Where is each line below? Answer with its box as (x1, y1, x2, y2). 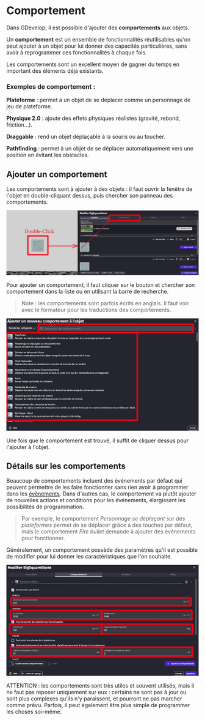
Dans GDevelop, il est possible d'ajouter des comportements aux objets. (6, 24, 190, 31)
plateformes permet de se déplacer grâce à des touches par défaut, (21, 521, 193, 529)
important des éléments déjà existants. (6, 67, 104, 74)
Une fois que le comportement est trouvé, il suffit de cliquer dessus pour (6, 437, 189, 444)
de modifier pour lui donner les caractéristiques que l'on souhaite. (6, 553, 172, 560)
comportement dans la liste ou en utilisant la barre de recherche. (6, 288, 169, 295)
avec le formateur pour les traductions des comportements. (21, 306, 171, 314)
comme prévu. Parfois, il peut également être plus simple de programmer (6, 701, 190, 708)
